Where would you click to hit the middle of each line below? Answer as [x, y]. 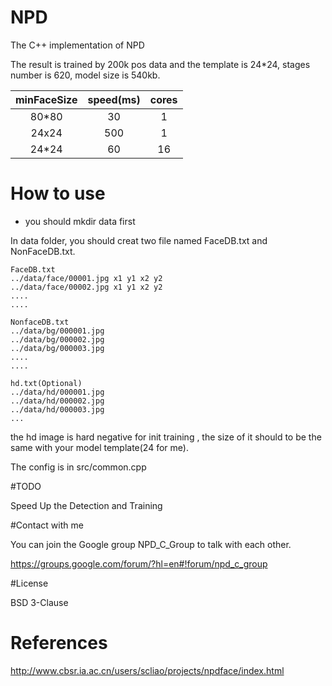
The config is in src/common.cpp [78, 467]
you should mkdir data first [80, 221]
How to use [58, 193]
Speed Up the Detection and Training [86, 505]
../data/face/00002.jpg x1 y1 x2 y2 [86, 287]
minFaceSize [46, 99]
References [59, 643]
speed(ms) [114, 99]
